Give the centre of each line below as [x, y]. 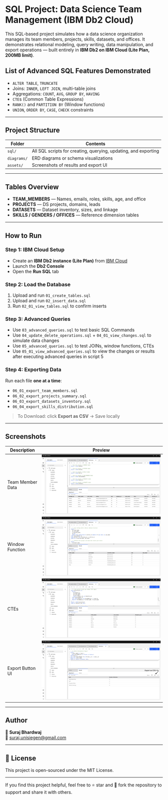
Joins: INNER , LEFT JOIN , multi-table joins [54, 88]
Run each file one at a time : [33, 381]
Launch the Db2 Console [38, 266]
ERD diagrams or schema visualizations [72, 158]
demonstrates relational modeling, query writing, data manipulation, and [79, 44]
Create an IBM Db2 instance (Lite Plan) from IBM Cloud [70, 261]
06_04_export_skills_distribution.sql [53, 407]
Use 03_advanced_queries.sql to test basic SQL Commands [73, 330]
